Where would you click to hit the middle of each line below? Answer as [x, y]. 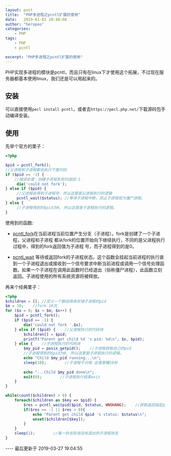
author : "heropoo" [25, 24]
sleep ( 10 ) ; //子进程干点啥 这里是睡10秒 [71, 362]
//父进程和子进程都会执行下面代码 [36, 170]
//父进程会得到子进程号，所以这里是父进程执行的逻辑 [64, 194]
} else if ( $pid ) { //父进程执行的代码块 [59, 329]
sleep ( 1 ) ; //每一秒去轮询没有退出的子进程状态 [66, 433]
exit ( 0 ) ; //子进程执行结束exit [62, 377]
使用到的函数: [20, 223]
